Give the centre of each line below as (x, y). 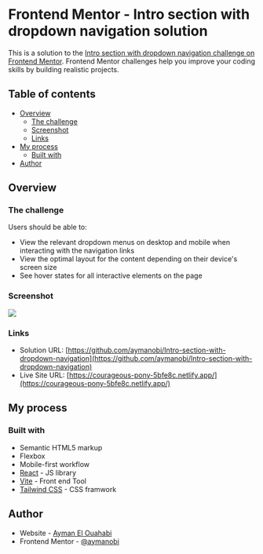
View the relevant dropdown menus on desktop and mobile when (124, 242)
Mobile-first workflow (55, 464)
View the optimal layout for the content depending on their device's (128, 259)
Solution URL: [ (44, 350)
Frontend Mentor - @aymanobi (69, 541)
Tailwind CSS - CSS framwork (68, 489)
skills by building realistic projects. (64, 69)
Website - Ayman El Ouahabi (66, 533)
